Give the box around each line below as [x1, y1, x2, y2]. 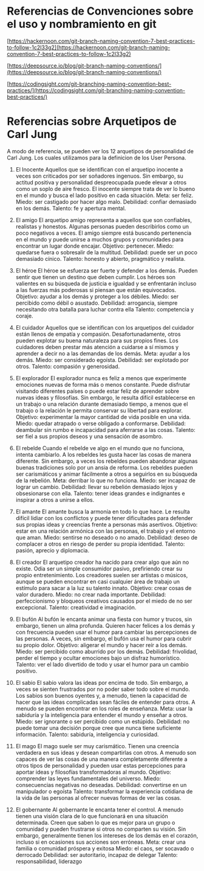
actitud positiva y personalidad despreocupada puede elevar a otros [15, 178, 187, 186]
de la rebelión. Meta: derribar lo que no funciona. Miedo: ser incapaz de [15, 476, 196, 484]
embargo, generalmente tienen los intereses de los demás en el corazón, [15, 831, 199, 839]
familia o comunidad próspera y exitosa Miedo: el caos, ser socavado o [15, 844, 194, 852]
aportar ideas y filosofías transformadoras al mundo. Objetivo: [15, 768, 172, 776]
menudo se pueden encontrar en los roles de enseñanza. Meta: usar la [15, 704, 193, 712]
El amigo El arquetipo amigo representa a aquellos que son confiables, [15, 216, 192, 223]
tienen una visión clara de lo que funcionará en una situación [15, 812, 169, 819]
